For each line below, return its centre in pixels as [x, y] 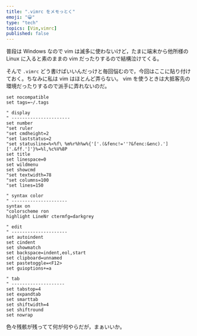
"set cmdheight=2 [28, 134]
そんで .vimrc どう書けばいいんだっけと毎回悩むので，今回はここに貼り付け [99, 71]
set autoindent [25, 238]
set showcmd [21, 170]
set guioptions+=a [29, 268]
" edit [14, 227]
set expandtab [24, 295]
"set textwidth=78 [29, 175]
